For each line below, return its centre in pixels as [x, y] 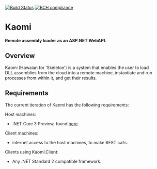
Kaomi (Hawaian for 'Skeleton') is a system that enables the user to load [77, 68]
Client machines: [22, 133]
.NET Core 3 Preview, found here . [45, 123]
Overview [20, 56]
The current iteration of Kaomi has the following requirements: [67, 105]
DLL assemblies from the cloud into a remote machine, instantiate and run [79, 72]
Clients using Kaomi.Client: [32, 152]
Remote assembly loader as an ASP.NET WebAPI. [56, 40]
